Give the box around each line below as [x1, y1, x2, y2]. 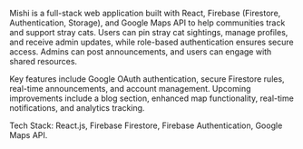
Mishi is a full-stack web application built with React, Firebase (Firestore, [9, 8, 281, 18]
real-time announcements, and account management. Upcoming [9, 84, 251, 94]
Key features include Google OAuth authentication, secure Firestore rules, [9, 74, 285, 84]
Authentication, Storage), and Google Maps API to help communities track [9, 17, 286, 28]
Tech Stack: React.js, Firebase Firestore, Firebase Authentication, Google [9, 120, 283, 131]
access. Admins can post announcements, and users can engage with [9, 46, 272, 57]
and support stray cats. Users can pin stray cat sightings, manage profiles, [9, 27, 288, 37]
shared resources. [9, 56, 78, 66]
